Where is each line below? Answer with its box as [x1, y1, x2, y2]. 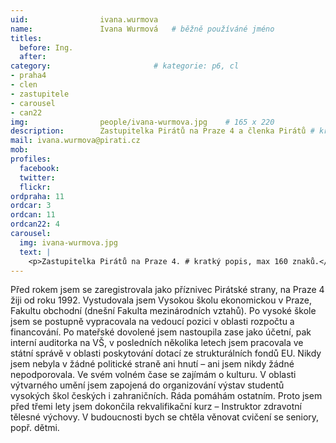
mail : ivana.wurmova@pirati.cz [10, 136, 141, 146]
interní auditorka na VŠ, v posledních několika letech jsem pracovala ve [10, 337, 304, 349]
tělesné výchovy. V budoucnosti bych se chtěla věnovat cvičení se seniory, [10, 411, 320, 423]
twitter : [19, 172, 56, 183]
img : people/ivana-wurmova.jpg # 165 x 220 [10, 117, 275, 127]
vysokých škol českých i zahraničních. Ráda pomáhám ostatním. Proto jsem [10, 390, 323, 402]
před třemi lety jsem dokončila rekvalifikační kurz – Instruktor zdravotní [10, 401, 303, 413]
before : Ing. [19, 42, 74, 53]
